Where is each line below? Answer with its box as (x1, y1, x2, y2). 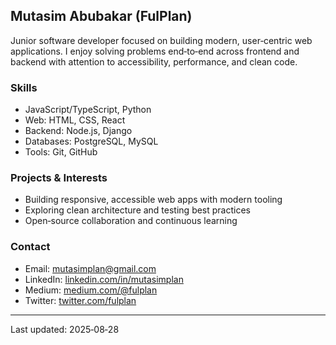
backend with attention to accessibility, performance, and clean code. (10, 55, 298, 68)
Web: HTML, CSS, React (24, 114, 126, 126)
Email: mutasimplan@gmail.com (24, 262, 157, 274)
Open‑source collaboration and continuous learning (24, 215, 238, 227)
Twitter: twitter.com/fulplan (24, 294, 137, 306)
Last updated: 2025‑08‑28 (10, 323, 120, 335)
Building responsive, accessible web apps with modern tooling (24, 194, 283, 206)
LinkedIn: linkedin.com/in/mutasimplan (24, 273, 184, 285)
